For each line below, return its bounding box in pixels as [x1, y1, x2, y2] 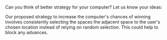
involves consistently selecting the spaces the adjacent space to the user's [5, 19, 160, 25]
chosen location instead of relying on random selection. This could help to [5, 24, 158, 30]
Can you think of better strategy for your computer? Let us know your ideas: [5, 4, 162, 10]
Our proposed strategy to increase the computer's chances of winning [5, 14, 151, 19]
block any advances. [5, 30, 48, 35]
